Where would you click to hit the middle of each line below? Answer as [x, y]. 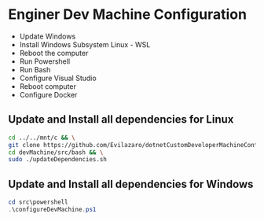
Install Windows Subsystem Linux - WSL [85, 44]
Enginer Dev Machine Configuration [128, 15]
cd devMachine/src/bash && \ [56, 152]
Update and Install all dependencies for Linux [121, 120]
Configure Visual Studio [58, 78]
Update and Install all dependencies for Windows [131, 184]
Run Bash [35, 69]
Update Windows [48, 36]
